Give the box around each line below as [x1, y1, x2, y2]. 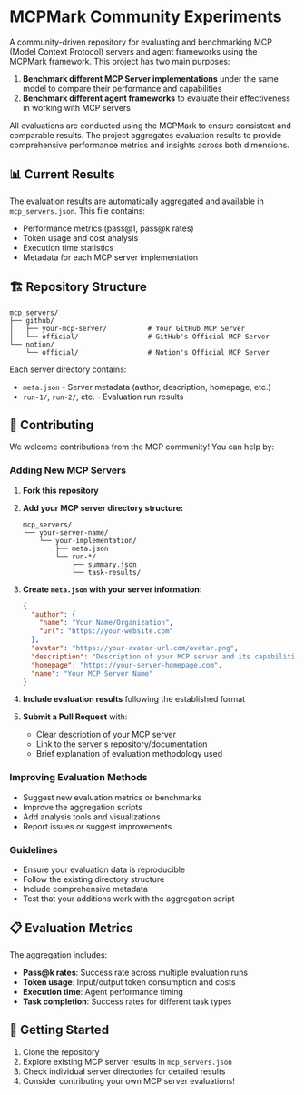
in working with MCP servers [22, 102, 132, 113]
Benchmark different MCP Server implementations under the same [22, 73, 279, 84]
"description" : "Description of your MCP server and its [31, 652, 251, 661]
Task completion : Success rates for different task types [22, 996, 232, 1007]
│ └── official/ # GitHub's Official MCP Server [9, 332, 270, 341]
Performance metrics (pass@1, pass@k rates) [22, 223, 194, 234]
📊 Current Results [9, 166, 115, 183]
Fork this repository [22, 485, 100, 496]
